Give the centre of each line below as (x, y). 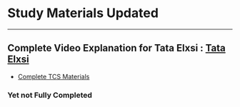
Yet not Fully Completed (50, 95)
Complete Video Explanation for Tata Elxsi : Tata (117, 48)
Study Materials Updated (83, 13)
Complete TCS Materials (54, 76)
